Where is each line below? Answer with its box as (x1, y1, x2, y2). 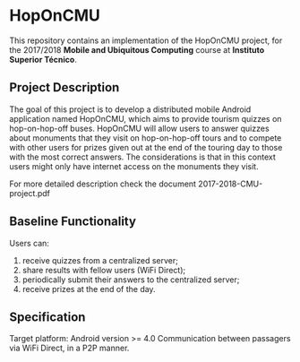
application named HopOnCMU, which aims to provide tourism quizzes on (9, 113, 282, 124)
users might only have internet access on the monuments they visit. (9, 160, 259, 171)
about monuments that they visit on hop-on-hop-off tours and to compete (9, 132, 282, 143)
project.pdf (9, 187, 51, 198)
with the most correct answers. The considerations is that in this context (9, 151, 276, 162)
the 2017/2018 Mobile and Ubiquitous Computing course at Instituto (9, 44, 265, 55)
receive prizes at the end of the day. (21, 283, 156, 294)
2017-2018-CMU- (198, 178, 263, 189)
